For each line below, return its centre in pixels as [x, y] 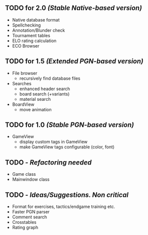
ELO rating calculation [34, 41]
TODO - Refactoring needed [48, 162]
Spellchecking [26, 25]
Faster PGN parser [31, 212]
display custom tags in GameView [53, 142]
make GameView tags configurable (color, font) [67, 147]
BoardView [23, 104]
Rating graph [25, 228]
